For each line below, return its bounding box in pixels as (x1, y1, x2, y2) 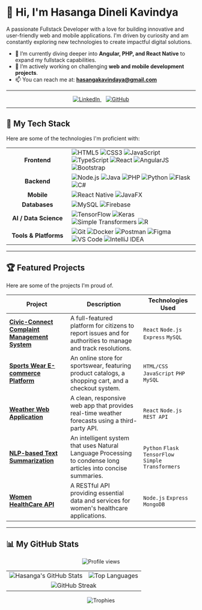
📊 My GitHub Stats (6, 539, 79, 549)
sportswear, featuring (70, 361, 131, 370)
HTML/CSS (143, 363, 168, 370)
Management (9, 332, 49, 341)
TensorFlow (143, 451, 174, 458)
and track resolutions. (70, 344, 132, 352)
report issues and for (70, 329, 129, 337)
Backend (25, 177, 50, 185)
